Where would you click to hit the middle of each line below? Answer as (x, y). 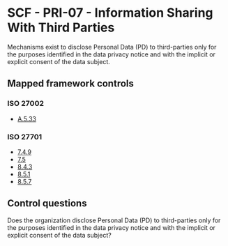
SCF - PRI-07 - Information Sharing (111, 13)
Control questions (47, 203)
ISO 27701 (25, 137)
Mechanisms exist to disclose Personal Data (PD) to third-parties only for (112, 47)
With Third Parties (61, 28)
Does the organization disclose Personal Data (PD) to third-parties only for (114, 220)
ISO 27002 (25, 104)
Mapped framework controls (71, 84)
